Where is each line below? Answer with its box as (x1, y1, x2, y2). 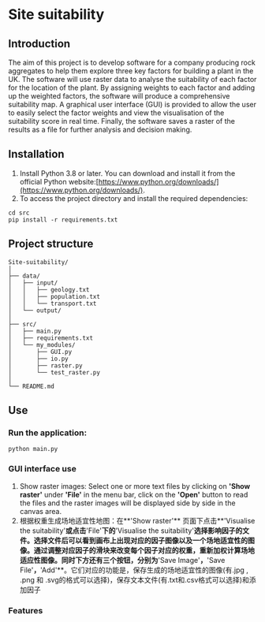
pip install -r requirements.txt (8, 215, 118, 224)
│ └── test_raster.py (8, 368, 101, 376)
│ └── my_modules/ (8, 341, 77, 348)
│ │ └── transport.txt (8, 300, 97, 307)
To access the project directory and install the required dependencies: (19, 193, 248, 203)
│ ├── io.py (8, 355, 69, 363)
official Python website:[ (19, 177, 99, 186)
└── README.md (8, 382, 55, 390)
